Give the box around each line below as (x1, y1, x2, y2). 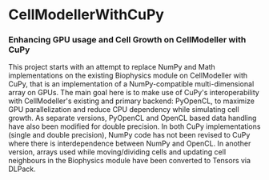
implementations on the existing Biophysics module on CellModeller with (8, 70, 248, 81)
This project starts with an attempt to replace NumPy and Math (8, 62, 216, 72)
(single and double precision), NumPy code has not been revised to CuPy (8, 130, 251, 140)
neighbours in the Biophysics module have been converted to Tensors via (8, 156, 251, 166)
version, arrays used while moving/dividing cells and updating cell (8, 147, 227, 157)
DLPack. (8, 164, 36, 174)
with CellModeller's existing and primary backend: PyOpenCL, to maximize (8, 96, 255, 106)
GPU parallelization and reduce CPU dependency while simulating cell (8, 105, 239, 114)
